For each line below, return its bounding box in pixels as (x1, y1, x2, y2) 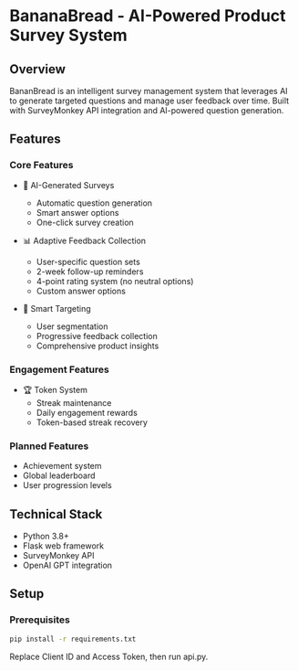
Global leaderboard (22, 470, 96, 481)
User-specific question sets (36, 256, 141, 267)
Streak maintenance (36, 397, 112, 408)
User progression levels (22, 480, 112, 491)
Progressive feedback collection (36, 330, 158, 341)
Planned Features (9, 440, 89, 453)
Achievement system (22, 461, 102, 472)
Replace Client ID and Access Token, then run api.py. (9, 651, 209, 662)
